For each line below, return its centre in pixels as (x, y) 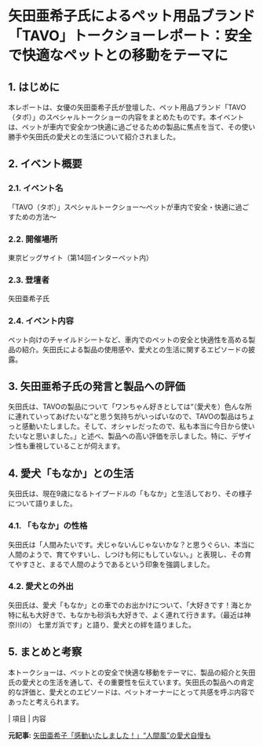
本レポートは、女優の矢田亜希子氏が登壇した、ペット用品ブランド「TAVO (127, 107)
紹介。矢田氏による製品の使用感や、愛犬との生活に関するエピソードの (135, 349)
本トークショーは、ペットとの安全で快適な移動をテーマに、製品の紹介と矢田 (132, 672)
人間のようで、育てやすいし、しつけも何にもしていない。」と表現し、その (126, 554)
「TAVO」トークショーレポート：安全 (130, 36)
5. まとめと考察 (45, 652)
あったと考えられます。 (46, 701)
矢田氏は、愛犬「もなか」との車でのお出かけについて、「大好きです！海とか (130, 605)
